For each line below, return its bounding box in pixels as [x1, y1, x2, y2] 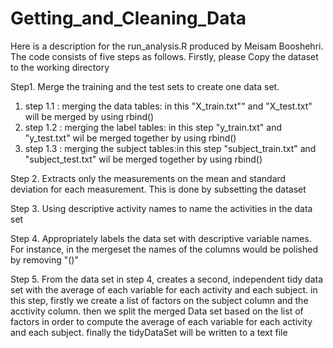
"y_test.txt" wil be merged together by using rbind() [24, 132, 237, 144]
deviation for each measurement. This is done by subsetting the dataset [10, 183, 307, 195]
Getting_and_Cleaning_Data [10, 7, 247, 30]
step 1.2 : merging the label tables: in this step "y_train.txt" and [24, 121, 282, 133]
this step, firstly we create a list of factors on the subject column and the [10, 294, 309, 306]
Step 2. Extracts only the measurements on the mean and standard [10, 172, 287, 184]
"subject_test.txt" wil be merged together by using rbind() [24, 153, 263, 165]
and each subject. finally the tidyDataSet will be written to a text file [10, 326, 288, 338]
